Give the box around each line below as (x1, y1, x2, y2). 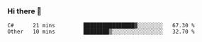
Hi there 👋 (7, 6, 43, 16)
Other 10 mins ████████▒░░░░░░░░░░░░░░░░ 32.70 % (7, 28, 195, 36)
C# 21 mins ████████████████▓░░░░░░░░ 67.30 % (7, 22, 195, 29)
